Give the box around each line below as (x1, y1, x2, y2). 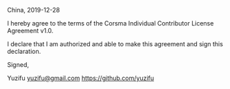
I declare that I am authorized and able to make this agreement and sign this (7, 40, 223, 48)
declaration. (7, 48, 41, 55)
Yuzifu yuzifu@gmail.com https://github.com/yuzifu (7, 74, 154, 82)
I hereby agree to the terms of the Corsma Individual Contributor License (7, 19, 214, 27)
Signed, (7, 61, 29, 68)
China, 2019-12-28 (7, 6, 60, 14)
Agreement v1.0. (7, 27, 54, 34)
